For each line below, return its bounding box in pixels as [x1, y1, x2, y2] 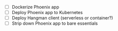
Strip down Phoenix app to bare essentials [11, 20, 98, 26]
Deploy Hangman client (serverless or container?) [11, 15, 113, 21]
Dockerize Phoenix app [11, 4, 60, 10]
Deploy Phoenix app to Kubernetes [11, 10, 83, 15]
